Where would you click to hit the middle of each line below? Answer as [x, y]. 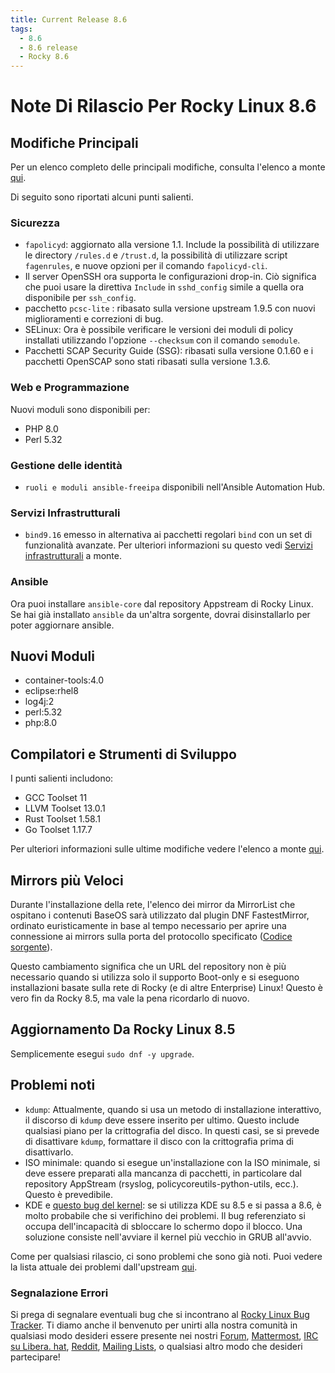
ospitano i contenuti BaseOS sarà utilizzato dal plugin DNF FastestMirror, [160, 915]
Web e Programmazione [70, 388]
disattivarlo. [49, 1152]
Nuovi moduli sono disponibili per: [80, 409]
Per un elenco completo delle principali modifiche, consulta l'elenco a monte [168, 167]
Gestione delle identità [66, 465]
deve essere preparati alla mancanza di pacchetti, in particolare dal [163, 1173]
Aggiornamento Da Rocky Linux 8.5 [123, 1029]
